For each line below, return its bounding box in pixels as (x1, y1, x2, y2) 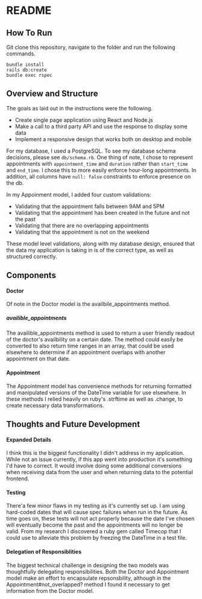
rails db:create (6, 67, 47, 73)
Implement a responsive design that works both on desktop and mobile (14, 135, 192, 142)
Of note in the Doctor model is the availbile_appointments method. (6, 300, 171, 308)
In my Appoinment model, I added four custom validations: (6, 191, 152, 198)
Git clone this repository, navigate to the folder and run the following (6, 43, 176, 51)
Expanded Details (6, 436, 51, 443)
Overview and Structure (6, 89, 98, 99)
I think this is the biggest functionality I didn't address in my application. (6, 449, 185, 457)
